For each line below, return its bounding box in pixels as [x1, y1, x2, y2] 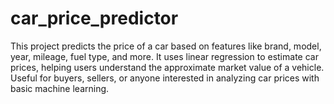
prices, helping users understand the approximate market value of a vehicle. [10, 61, 325, 73]
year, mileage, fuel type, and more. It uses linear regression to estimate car [10, 50, 319, 62]
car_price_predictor [10, 7, 179, 30]
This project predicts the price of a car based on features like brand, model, [10, 40, 322, 52]
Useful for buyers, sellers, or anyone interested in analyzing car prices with [10, 72, 320, 84]
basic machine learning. [10, 82, 110, 94]
